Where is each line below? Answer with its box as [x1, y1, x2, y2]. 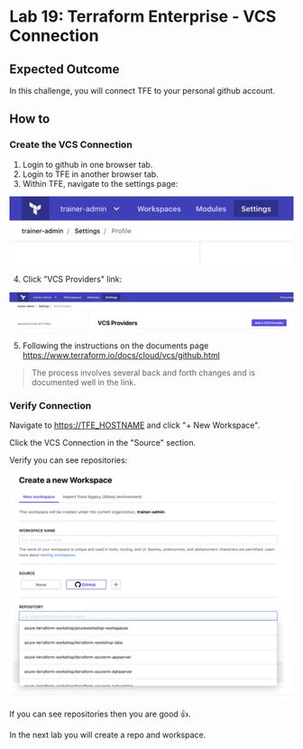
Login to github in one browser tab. [22, 159, 153, 170]
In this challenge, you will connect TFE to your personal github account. [9, 86, 276, 96]
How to [9, 111, 50, 127]
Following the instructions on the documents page [22, 340, 209, 351]
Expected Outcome [9, 61, 120, 77]
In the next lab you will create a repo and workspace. [9, 729, 207, 740]
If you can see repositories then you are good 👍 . [9, 708, 191, 719]
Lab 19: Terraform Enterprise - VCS [9, 6, 277, 27]
